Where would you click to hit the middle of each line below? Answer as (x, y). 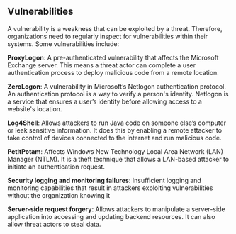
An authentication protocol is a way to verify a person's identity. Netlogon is (118, 94)
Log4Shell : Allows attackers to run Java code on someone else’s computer (117, 123)
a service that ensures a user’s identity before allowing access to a (105, 101)
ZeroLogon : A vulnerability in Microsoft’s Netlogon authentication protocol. (117, 86)
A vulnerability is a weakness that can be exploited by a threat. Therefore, (115, 28)
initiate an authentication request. (56, 167)
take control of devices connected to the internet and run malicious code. (114, 138)
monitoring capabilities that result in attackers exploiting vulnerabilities (110, 188)
